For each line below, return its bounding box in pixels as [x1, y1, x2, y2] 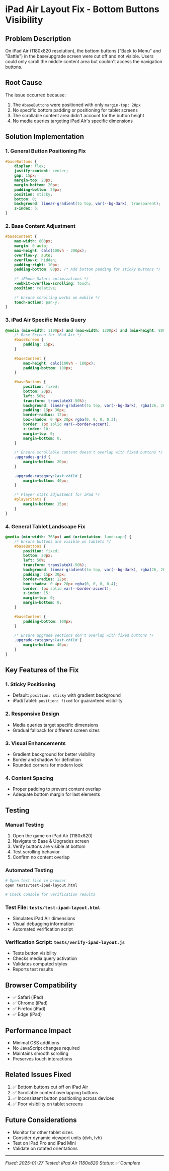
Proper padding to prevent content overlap [12, 786, 102, 792]
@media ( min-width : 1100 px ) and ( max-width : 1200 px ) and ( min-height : [5, 328, 156, 333]
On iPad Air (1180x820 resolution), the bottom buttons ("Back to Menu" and [5, 48, 161, 54]
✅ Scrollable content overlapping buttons [12, 1089, 98, 1095]
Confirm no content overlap [12, 854, 70, 860]
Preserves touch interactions [12, 1056, 72, 1062]
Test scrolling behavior [12, 848, 60, 854]
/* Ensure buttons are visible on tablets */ [14, 539, 112, 544]
